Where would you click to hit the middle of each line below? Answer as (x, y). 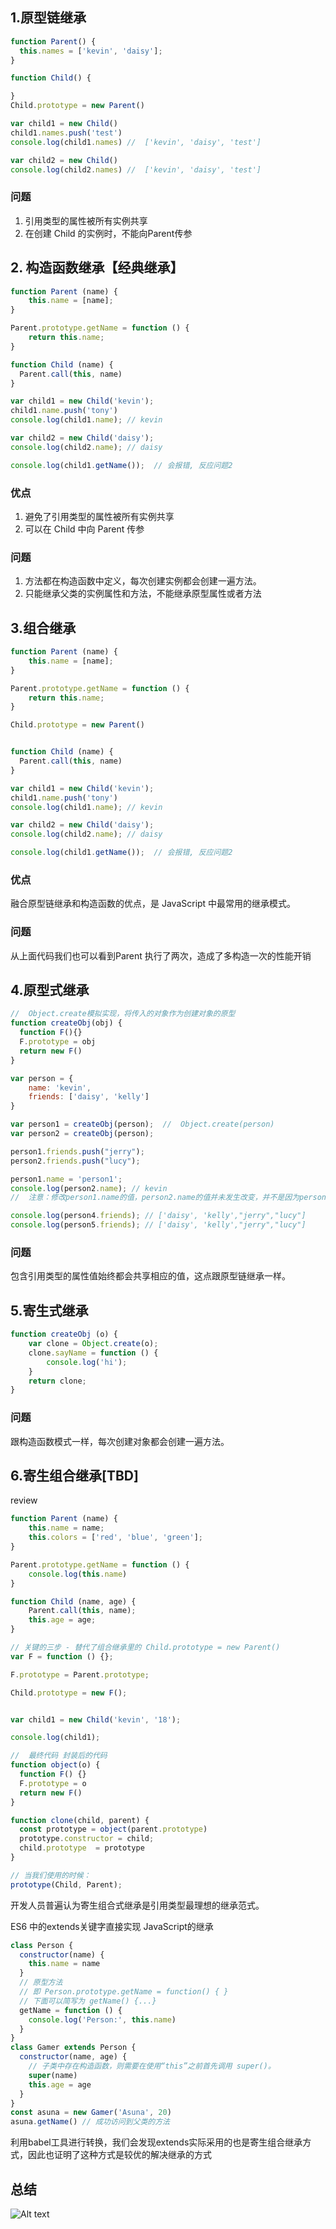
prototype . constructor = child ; (87, 1839)
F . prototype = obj (58, 1042)
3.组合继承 (43, 628)
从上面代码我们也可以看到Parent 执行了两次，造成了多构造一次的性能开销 (161, 955)
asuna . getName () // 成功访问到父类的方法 (90, 2122)
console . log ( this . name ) (78, 1574)
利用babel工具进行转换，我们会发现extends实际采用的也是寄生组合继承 (156, 2142)
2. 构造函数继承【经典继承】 (97, 268)
